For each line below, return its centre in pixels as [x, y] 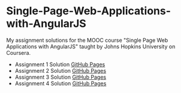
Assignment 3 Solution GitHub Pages [61, 77]
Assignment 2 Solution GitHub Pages [61, 70]
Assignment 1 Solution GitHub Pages [60, 64]
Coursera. [19, 52]
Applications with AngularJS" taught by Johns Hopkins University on [91, 46]
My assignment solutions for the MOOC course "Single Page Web [87, 40]
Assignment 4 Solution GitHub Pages [61, 83]
